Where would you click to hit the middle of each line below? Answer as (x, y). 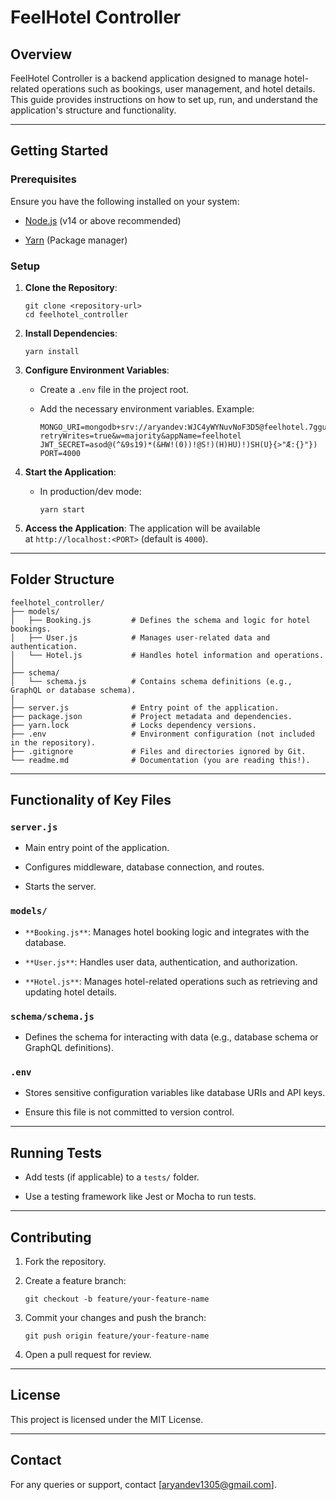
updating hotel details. (70, 992)
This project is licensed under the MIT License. (107, 1419)
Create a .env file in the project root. (114, 389)
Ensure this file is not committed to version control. (129, 1112)
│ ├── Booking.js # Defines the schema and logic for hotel (160, 620)
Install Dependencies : (71, 333)
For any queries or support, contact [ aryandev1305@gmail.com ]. (143, 1484)
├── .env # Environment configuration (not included (162, 734)
